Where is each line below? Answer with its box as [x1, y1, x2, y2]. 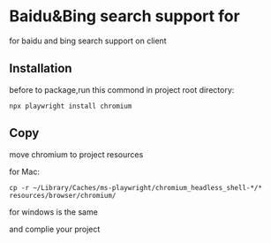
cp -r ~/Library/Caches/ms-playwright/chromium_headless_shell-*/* [9, 183, 263, 192]
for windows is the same [9, 206, 99, 217]
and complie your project [9, 224, 101, 234]
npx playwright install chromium [9, 102, 132, 110]
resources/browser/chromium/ [9, 191, 117, 200]
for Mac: [9, 166, 40, 177]
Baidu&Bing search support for [9, 6, 240, 27]
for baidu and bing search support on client [9, 35, 167, 46]
